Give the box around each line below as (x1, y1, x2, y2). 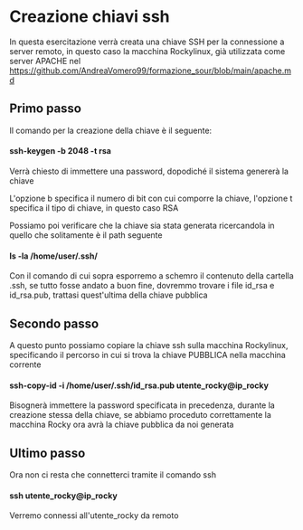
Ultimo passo (9, 445, 86, 460)
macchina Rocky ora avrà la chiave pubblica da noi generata (9, 419, 234, 431)
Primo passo (9, 101, 81, 117)
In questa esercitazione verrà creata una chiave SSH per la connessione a (9, 36, 285, 47)
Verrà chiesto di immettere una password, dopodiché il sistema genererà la (9, 166, 289, 176)
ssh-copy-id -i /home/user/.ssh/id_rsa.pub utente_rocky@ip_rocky (9, 380, 270, 391)
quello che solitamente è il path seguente (9, 229, 163, 241)
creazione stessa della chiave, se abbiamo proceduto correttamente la (9, 410, 271, 421)
